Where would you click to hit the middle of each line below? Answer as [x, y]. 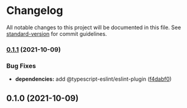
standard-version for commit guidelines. [57, 33]
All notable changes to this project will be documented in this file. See [94, 27]
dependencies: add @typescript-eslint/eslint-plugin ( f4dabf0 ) [93, 79]
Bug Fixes [21, 66]
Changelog [35, 11]
